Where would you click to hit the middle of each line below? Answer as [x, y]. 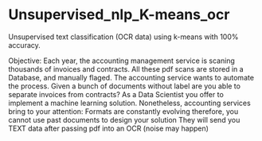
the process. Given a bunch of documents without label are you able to [125, 86]
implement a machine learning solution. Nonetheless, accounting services [129, 103]
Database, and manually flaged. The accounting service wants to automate [131, 77]
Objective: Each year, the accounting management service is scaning [121, 61]
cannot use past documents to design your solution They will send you [124, 119]
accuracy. [25, 45]
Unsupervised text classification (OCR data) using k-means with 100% [123, 37]
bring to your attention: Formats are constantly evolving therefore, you [123, 111]
